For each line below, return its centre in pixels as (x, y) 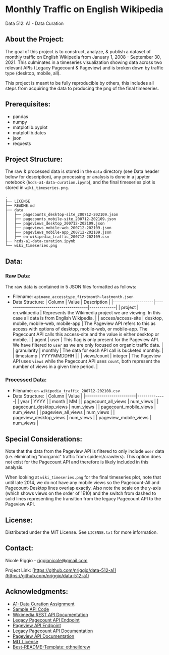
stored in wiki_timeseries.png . (37, 188)
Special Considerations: (44, 439)
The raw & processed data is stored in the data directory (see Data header (82, 171)
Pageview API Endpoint (37, 625)
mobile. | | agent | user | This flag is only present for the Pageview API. (86, 340)
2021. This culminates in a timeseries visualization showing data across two (84, 62)
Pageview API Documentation (43, 636)
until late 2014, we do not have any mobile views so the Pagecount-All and (82, 483)
